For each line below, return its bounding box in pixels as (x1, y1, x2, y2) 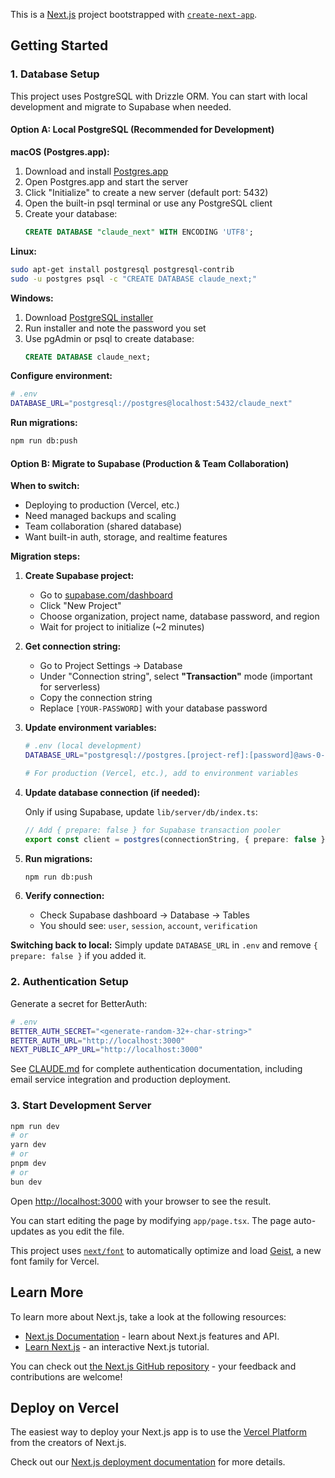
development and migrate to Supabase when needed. (10, 100, 232, 113)
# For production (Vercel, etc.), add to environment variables (24, 768, 299, 778)
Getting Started (10, 37, 109, 54)
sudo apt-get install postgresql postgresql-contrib (10, 264, 235, 274)
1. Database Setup (10, 67, 100, 81)
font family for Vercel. (10, 1255, 100, 1267)
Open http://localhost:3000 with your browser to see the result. (10, 1195, 272, 1207)
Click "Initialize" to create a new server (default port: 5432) (24, 186, 269, 198)
